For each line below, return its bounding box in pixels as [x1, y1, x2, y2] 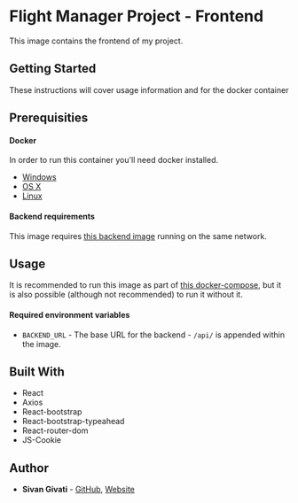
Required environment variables [9, 309, 130, 320]
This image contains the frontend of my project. [9, 35, 184, 46]
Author [9, 460, 49, 476]
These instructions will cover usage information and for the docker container [9, 84, 289, 95]
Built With [9, 364, 65, 379]
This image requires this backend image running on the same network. [9, 230, 268, 241]
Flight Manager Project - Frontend [9, 6, 264, 27]
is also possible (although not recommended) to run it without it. [9, 290, 244, 300]
